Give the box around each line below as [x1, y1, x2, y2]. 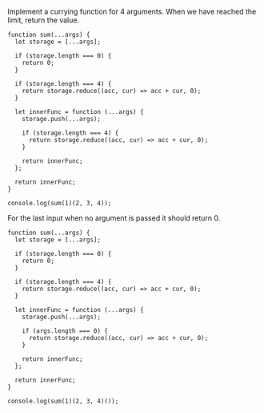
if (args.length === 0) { [22, 327, 109, 335]
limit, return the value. [7, 15, 80, 25]
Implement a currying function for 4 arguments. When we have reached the [7, 7, 257, 16]
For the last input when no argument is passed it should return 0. [7, 213, 221, 223]
